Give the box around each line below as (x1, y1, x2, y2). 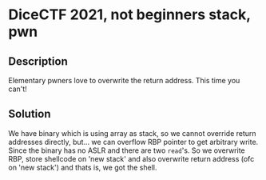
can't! (8, 84, 28, 94)
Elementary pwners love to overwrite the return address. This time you (8, 76, 240, 85)
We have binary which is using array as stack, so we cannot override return (8, 128, 257, 138)
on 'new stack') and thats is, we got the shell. (8, 162, 157, 172)
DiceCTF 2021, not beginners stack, (8, 6, 251, 24)
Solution (8, 107, 51, 121)
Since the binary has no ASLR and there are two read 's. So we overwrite (8, 146, 245, 155)
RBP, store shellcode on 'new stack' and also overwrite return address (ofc (8, 154, 255, 163)
